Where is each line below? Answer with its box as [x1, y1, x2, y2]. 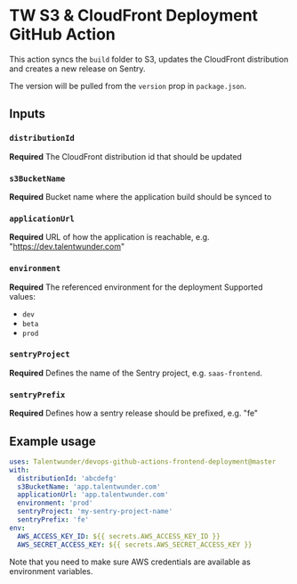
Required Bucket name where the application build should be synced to [9, 191, 272, 202]
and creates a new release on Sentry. [9, 63, 146, 74]
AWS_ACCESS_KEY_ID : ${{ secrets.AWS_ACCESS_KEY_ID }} [17, 531, 221, 540]
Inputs [9, 106, 46, 121]
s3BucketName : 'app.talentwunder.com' [17, 482, 162, 491]
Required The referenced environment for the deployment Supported [9, 282, 263, 292]
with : [9, 465, 29, 474]
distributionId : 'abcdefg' [17, 473, 117, 482]
